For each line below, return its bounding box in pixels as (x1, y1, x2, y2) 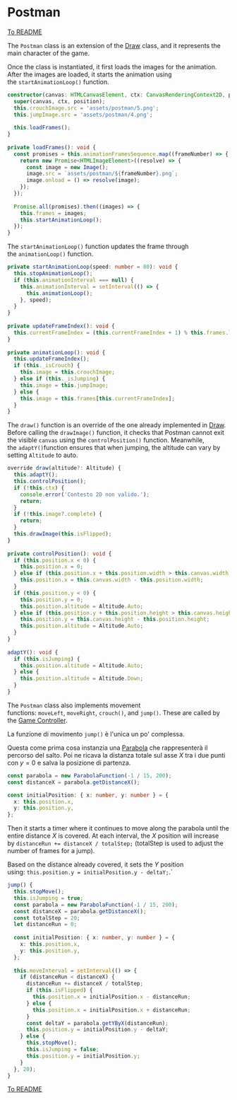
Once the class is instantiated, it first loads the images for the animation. (7, 62, 217, 71)
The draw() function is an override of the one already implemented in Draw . (7, 421, 226, 429)
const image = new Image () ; (25, 163, 109, 170)
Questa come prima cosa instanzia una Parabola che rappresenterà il (7, 743, 208, 752)
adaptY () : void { (7, 649, 59, 656)
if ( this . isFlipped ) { (25, 987, 93, 994)
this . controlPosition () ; (13, 478, 87, 485)
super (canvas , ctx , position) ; (13, 98, 106, 105)
